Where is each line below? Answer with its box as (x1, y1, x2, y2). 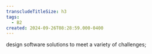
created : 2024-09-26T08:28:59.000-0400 (6, 25, 104, 31)
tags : (6, 14, 19, 20)
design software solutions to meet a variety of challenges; (6, 41, 147, 48)
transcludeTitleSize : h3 (6, 8, 67, 15)
